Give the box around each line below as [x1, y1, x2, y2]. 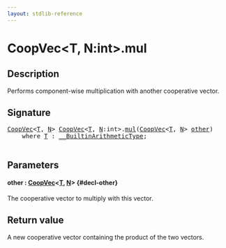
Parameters [7, 159, 59, 171]
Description [7, 68, 59, 80]
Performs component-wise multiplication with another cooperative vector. [7, 87, 220, 95]
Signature [7, 107, 51, 119]
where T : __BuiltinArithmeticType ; [22, 132, 148, 140]
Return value [7, 214, 64, 226]
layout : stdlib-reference [7, 10, 82, 17]
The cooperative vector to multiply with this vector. [7, 194, 153, 203]
